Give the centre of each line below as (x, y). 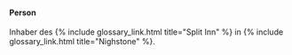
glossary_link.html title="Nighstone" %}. (82, 42)
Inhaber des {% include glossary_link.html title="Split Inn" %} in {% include (146, 32)
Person (23, 12)
